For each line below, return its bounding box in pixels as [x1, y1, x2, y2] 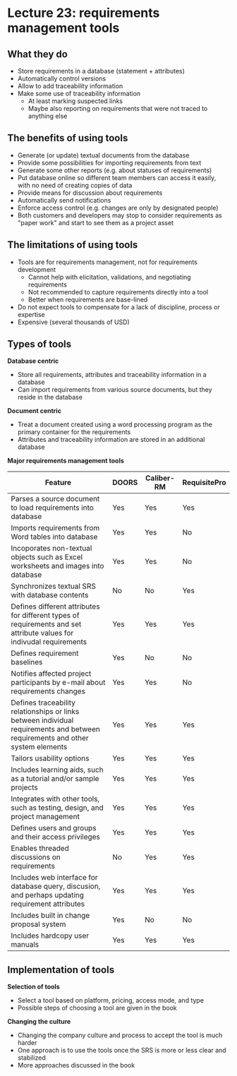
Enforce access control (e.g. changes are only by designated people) [17, 203, 219, 212]
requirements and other [11, 733, 90, 743]
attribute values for [11, 628, 74, 638]
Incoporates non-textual [11, 544, 92, 554]
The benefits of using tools [7, 132, 128, 144]
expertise [17, 310, 46, 318]
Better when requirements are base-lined [28, 295, 148, 304]
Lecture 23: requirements [7, 5, 160, 21]
